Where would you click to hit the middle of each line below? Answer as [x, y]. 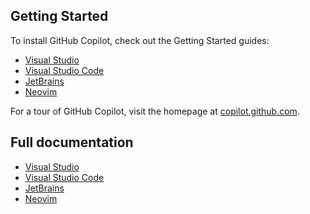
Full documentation [72, 142]
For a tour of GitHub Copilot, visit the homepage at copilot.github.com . [155, 111]
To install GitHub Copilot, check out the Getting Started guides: [140, 40]
